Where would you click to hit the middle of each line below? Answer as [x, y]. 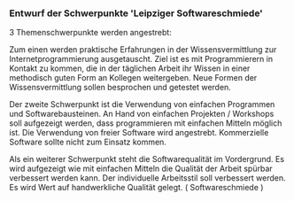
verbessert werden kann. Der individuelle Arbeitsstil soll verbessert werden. [147, 178]
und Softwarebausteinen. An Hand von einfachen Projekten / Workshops [142, 114]
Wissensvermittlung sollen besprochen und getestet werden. [120, 88]
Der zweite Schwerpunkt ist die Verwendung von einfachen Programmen [142, 104]
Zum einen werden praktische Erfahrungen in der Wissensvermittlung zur [143, 50]
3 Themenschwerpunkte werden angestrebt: [91, 33]
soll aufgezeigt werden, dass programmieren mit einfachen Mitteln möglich [146, 123]
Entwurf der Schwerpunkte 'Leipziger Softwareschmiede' [136, 13]
